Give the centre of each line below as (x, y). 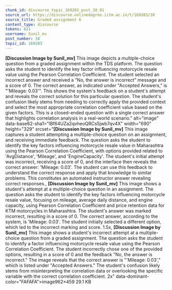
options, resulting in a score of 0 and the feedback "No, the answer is (79, 254)
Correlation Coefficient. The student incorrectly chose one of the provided (84, 249)
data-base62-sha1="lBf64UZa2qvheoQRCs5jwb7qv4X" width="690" (78, 123)
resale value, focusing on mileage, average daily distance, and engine (79, 200)
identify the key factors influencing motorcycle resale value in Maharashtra (84, 145)
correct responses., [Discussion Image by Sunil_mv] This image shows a (83, 183)
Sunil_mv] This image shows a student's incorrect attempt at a (72, 233)
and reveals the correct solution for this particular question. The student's (83, 96)
